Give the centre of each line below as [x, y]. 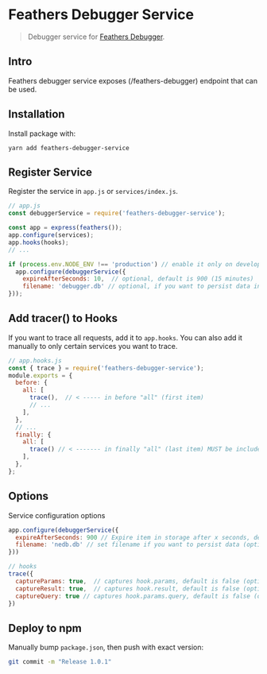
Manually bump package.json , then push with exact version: [106, 647]
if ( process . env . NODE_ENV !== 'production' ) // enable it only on [120, 264]
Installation [37, 114]
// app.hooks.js [35, 360]
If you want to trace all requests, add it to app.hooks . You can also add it [125, 337]
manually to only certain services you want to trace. [93, 346]
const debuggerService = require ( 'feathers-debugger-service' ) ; [117, 213]
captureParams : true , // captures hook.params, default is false [128, 581]
